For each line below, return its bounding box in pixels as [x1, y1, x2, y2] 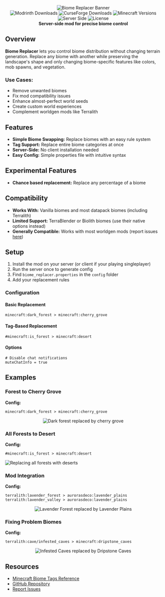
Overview [5, 35, 36, 44]
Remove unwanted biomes [12, 88, 67, 94]
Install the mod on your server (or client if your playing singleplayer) [12, 261, 151, 267]
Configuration [5, 289, 40, 296]
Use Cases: [5, 76, 33, 83]
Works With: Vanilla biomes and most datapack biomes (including [12, 207, 148, 213]
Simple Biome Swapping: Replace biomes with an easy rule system [12, 136, 151, 142]
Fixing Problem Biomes [5, 519, 62, 526]
